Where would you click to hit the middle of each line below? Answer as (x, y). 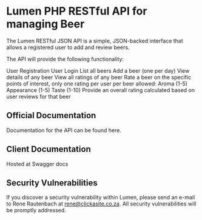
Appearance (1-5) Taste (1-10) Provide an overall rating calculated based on (101, 90)
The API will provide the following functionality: (65, 59)
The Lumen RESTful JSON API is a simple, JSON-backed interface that (95, 41)
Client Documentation (49, 149)
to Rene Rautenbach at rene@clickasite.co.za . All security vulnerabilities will (101, 204)
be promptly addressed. (36, 210)
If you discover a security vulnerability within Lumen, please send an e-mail (101, 198)
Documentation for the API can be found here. (64, 130)
